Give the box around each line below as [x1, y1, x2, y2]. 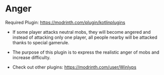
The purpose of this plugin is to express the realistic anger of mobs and [12, 49, 160, 55]
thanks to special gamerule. [12, 39, 70, 45]
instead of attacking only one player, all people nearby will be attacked [12, 34, 158, 40]
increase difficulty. [12, 54, 51, 60]
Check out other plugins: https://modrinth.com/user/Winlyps [12, 64, 137, 70]
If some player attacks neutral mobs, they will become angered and [12, 29, 151, 35]
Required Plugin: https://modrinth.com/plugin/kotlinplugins [5, 19, 126, 25]
